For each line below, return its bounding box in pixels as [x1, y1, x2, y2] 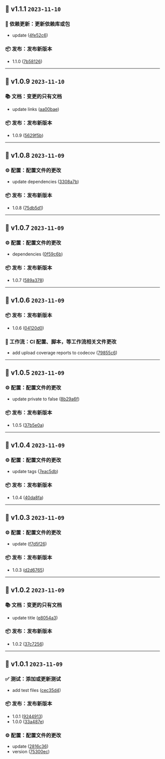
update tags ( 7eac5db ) [12, 468, 58, 474]
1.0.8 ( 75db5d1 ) [12, 205, 43, 211]
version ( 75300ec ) [12, 749, 50, 755]
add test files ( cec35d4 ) [12, 687, 61, 693]
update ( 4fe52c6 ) [12, 32, 48, 38]
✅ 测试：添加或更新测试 [5, 676, 61, 683]
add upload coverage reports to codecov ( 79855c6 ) [12, 350, 118, 356]
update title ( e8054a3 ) [12, 614, 58, 620]
